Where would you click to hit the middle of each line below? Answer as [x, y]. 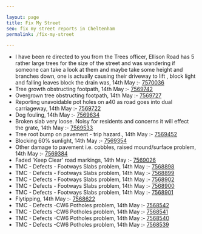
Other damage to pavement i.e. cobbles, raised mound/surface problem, [106, 147]
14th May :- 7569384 [41, 154]
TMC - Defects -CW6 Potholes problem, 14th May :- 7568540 [92, 218]
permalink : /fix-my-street [40, 34]
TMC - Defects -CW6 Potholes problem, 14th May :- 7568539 [92, 225]
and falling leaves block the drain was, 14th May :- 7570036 [90, 83]
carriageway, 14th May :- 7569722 [58, 108]
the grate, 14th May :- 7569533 [54, 128]
